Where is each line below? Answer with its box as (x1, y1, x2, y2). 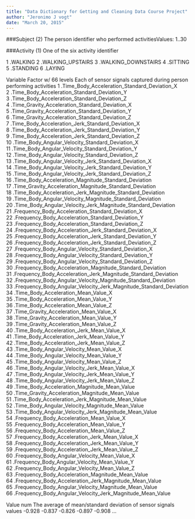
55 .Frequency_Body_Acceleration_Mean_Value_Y (6, 421, 126, 428)
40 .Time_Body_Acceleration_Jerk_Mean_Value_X (6, 327, 126, 334)
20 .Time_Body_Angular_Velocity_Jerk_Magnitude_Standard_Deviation (6, 202, 176, 209)
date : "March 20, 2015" (6, 19, 65, 25)
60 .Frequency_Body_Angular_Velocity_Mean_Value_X (6, 452, 135, 459)
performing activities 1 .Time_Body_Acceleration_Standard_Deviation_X (6, 83, 177, 90)
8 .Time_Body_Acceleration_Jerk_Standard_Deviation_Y (6, 126, 140, 133)
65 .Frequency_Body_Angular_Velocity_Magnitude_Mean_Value (6, 484, 157, 491)
